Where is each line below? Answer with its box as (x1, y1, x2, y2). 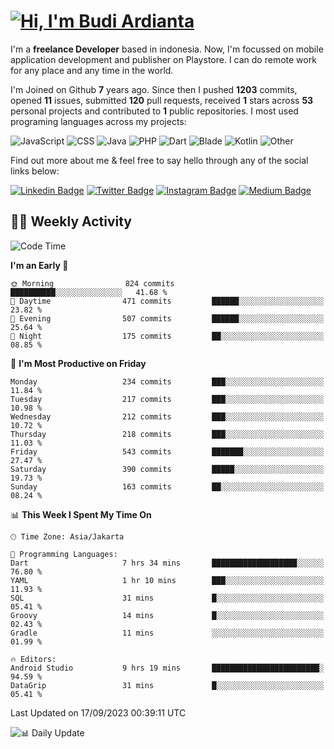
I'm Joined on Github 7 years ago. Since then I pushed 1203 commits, (10, 83, 298, 95)
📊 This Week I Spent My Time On (10, 508, 152, 520)
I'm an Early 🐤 (10, 259, 69, 271)
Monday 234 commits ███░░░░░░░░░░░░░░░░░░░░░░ (10, 376, 325, 387)
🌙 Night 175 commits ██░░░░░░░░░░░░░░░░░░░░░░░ (10, 331, 325, 341)
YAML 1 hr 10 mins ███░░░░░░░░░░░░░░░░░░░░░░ (10, 575, 325, 585)
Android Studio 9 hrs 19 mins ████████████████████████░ (10, 663, 325, 673)
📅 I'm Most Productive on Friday (10, 357, 147, 369)
